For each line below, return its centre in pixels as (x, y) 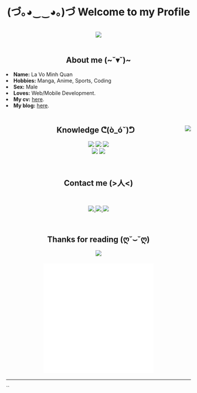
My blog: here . (32, 105)
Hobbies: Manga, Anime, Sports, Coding (62, 80)
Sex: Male (26, 87)
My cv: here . (29, 99)
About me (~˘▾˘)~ (98, 60)
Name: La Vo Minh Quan (43, 74)
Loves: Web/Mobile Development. (55, 93)
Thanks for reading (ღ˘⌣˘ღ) (98, 239)
